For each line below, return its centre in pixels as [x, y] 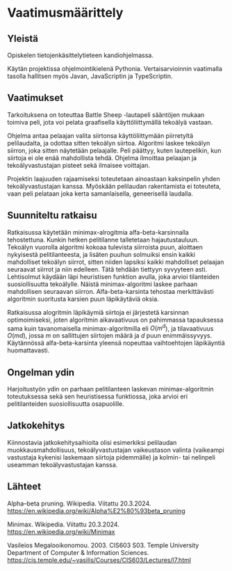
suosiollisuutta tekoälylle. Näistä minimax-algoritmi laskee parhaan [102, 284]
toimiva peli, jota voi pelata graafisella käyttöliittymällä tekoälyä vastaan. [110, 122]
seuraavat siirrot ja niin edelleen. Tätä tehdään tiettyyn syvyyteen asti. [107, 269]
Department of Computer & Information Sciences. [78, 552]
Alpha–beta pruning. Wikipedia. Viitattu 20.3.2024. [79, 503]
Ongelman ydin [41, 372]
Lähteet [24, 486]
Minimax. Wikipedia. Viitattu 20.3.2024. [63, 524]
